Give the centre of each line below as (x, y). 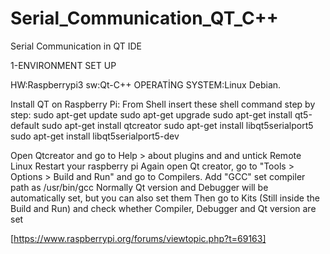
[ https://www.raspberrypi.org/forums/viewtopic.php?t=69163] (138, 238)
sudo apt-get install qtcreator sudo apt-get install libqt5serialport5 (177, 125)
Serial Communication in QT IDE (76, 46)
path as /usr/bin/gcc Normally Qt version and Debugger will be (139, 187)
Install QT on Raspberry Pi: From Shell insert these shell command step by (163, 104)
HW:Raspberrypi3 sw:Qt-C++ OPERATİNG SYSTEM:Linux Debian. (146, 84)
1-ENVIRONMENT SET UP (63, 65)
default (25, 125)
